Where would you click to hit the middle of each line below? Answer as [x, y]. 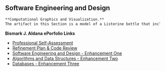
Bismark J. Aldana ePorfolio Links [40, 33]
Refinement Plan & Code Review [45, 48]
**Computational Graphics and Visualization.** [55, 19]
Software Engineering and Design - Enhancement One [67, 53]
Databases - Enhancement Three [46, 64]
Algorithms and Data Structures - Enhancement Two [65, 58]
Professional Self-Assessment [43, 43]
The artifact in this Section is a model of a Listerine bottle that [78, 24]
